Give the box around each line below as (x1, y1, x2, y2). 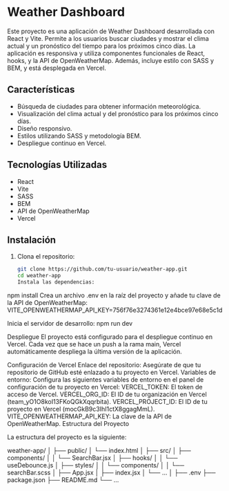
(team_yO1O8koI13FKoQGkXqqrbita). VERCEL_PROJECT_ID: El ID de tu (7, 398, 208, 405)
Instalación (7, 234, 57, 245)
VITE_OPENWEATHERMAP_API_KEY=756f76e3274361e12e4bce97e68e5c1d (7, 306, 223, 314)
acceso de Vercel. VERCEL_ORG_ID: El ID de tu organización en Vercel (7, 390, 207, 398)
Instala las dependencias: (17, 279, 95, 286)
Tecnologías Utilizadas (7, 159, 108, 171)
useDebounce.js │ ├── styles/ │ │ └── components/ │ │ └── (7, 461, 185, 469)
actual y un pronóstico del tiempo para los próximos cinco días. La (7, 41, 196, 50)
